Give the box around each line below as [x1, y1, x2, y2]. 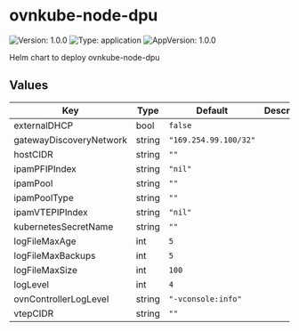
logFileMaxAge [13, 235, 77, 247]
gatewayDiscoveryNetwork [13, 133, 127, 146]
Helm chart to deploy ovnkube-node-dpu [9, 52, 160, 62]
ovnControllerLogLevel [13, 293, 109, 305]
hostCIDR [13, 148, 53, 160]
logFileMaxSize [13, 263, 78, 276]
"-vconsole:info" [168, 294, 242, 303]
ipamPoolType [13, 191, 74, 204]
